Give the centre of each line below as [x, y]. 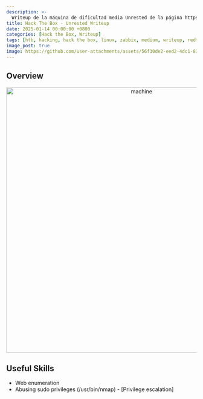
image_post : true [28, 46]
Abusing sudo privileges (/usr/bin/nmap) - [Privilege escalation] [94, 389]
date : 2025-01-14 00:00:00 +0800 [48, 29]
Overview [25, 76]
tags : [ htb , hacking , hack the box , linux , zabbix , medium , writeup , [96, 40]
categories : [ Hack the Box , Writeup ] [54, 35]
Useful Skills [30, 368]
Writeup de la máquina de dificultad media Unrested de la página [97, 18]
